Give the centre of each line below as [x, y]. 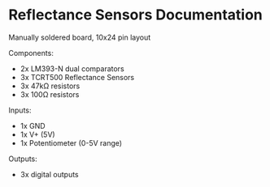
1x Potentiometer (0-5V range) [71, 142]
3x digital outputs [49, 174]
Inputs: [20, 110]
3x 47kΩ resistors [50, 86]
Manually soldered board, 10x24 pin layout [80, 37]
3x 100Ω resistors [50, 94]
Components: [31, 53]
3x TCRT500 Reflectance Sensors [77, 77]
